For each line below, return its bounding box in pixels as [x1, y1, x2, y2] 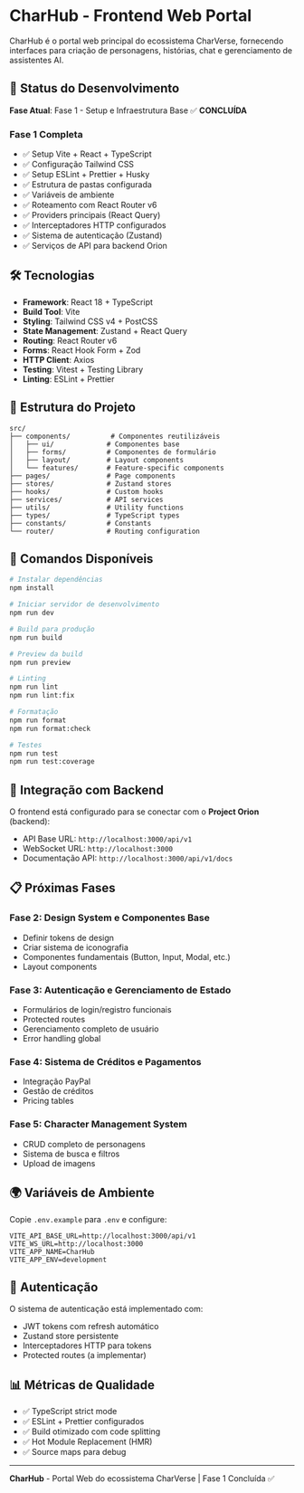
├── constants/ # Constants [9, 518, 152, 528]
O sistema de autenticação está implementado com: [9, 1304, 204, 1315]
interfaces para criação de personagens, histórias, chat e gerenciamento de [9, 44, 293, 55]
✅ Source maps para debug [22, 1447, 127, 1458]
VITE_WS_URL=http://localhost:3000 [9, 1239, 144, 1249]
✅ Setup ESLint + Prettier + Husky [22, 169, 150, 180]
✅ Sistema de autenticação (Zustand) [22, 230, 163, 241]
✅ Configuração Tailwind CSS [22, 159, 134, 170]
